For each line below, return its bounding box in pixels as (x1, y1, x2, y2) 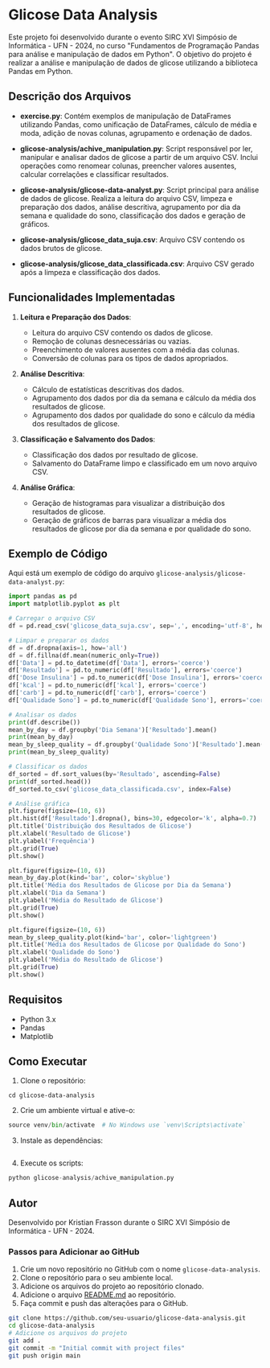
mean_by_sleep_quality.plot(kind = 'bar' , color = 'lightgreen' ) (8, 933, 218, 942)
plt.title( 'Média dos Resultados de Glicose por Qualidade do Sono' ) (8, 941, 247, 949)
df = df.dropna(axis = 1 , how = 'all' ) (8, 643, 128, 652)
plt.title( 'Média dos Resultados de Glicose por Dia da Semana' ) (8, 881, 231, 889)
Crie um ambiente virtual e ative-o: (19, 1106, 135, 1115)
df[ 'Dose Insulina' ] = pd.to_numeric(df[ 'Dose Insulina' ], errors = (8, 674, 239, 682)
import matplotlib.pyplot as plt (8, 600, 121, 608)
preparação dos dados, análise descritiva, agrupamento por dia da (19, 202, 241, 212)
